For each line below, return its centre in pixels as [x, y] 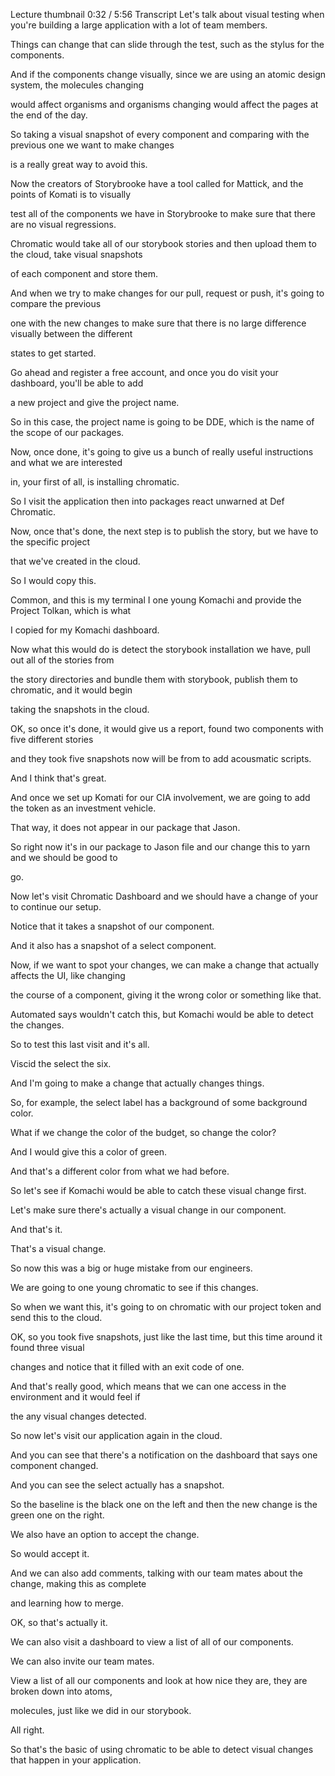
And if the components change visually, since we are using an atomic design [168, 74]
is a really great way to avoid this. [79, 164]
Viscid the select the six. [61, 1063]
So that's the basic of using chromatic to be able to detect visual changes [162, 1749]
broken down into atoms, [61, 1691]
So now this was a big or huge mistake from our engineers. [131, 1268]
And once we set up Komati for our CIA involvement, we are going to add [160, 797]
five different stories [52, 739]
